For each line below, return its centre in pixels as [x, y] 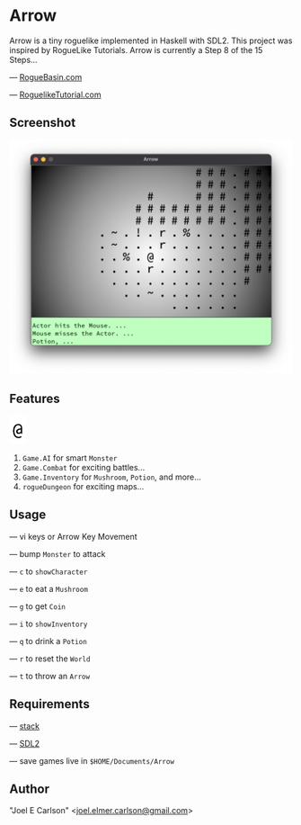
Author [29, 789]
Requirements [49, 704]
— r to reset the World [50, 659]
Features [35, 398]
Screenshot [43, 123]
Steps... [23, 59]
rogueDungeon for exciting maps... [83, 486]
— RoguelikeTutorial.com [55, 94]
